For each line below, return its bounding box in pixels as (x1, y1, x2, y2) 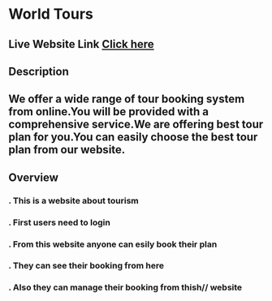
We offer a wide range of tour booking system (8, 92, 245, 106)
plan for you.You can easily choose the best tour (8, 131, 258, 144)
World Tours (8, 5, 93, 24)
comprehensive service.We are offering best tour (8, 118, 264, 131)
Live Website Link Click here (8, 37, 154, 51)
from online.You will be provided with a (8, 105, 209, 118)
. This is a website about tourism (8, 195, 140, 206)
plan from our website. (8, 143, 126, 157)
